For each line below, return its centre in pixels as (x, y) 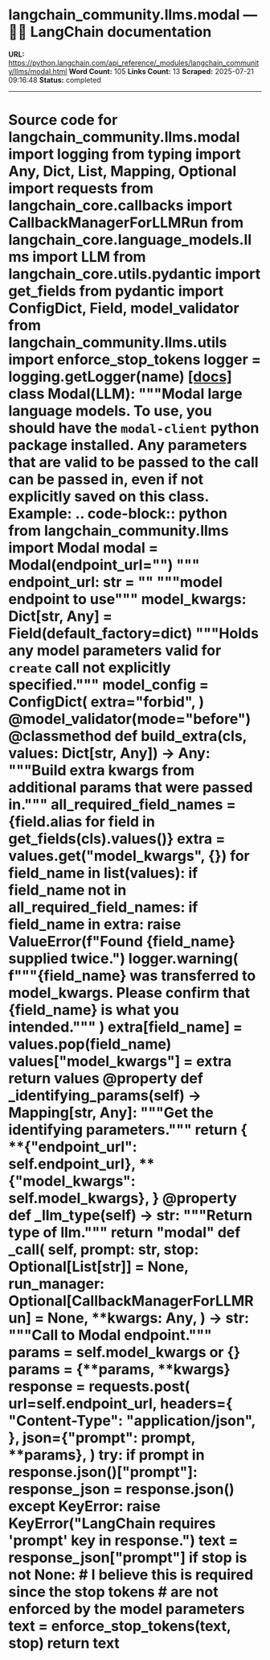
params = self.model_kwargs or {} (125, 1353)
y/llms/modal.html (38, 71)
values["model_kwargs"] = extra (120, 1062)
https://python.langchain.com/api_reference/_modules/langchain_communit (134, 63)
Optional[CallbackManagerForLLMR (131, 1301)
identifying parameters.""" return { (128, 1130)
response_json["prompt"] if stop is (128, 1558)
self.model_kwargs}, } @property (123, 1198)
